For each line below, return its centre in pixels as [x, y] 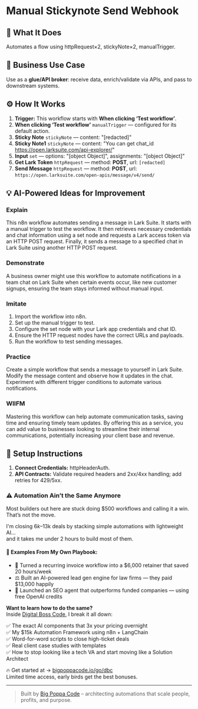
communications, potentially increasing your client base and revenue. [90, 435]
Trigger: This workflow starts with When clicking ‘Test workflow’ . [95, 118]
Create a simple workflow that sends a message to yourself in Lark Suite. [95, 370]
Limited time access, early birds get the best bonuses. [72, 677]
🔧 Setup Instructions [44, 454]
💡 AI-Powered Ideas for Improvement [76, 193]
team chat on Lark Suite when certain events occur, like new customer [91, 282]
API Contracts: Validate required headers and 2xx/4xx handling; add [98, 474]
